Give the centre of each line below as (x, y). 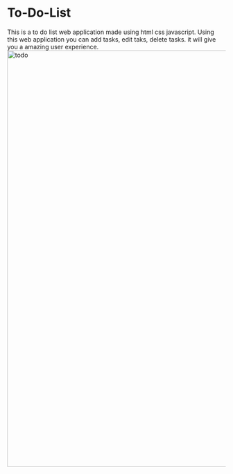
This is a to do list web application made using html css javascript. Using (111, 32)
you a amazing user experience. (53, 46)
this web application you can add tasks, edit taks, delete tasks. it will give (112, 39)
